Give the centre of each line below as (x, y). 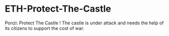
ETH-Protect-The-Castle (58, 9)
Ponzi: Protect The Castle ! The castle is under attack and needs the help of (84, 23)
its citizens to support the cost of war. (45, 28)
